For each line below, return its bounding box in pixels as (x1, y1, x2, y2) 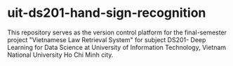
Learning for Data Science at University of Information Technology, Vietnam (7, 43, 227, 51)
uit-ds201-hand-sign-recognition (7, 5, 206, 21)
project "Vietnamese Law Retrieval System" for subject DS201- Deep (7, 35, 206, 44)
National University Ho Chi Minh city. (7, 51, 114, 59)
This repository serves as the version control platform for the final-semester (7, 28, 227, 37)
